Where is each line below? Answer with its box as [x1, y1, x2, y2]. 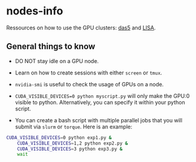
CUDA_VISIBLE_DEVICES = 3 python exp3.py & [17, 146, 122, 152]
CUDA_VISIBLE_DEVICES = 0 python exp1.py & [6, 134, 112, 140]
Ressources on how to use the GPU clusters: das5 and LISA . [6, 24, 156, 31]
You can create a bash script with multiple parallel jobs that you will [14, 116, 183, 124]
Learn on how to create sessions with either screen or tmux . [14, 69, 162, 76]
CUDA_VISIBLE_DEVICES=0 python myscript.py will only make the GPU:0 [14, 92, 190, 100]
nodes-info [6, 4, 63, 18]
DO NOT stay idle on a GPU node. [14, 57, 99, 64]
